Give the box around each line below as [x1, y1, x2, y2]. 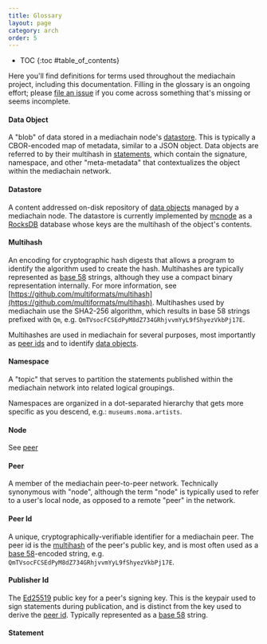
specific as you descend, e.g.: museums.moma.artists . [8, 407, 183, 417]
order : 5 [8, 33, 37, 42]
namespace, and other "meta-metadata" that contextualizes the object [8, 158, 241, 167]
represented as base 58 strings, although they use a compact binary [8, 272, 234, 281]
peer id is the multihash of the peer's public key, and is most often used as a [8, 540, 259, 550]
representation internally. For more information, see [8, 281, 177, 290]
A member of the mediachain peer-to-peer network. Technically [8, 479, 218, 489]
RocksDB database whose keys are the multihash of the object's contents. [8, 219, 253, 229]
